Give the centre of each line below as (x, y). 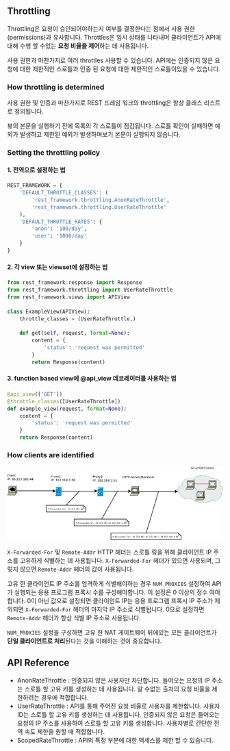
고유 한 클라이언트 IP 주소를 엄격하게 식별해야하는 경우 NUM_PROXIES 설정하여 (109, 583)
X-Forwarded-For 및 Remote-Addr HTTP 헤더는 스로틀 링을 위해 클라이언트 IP (110, 552)
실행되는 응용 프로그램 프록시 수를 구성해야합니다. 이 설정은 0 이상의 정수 (111, 592)
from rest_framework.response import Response (75, 283)
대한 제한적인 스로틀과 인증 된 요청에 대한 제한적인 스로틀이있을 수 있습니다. (120, 68)
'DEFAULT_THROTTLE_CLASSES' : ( (64, 193)
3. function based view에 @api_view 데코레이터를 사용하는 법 (92, 379)
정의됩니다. (29, 112)
